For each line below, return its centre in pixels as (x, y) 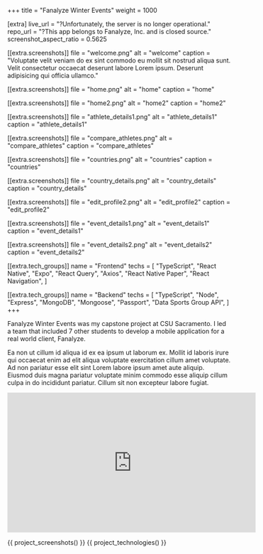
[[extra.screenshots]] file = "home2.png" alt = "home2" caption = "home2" (117, 103)
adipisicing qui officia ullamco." (53, 75)
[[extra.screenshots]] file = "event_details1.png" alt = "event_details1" (109, 223)
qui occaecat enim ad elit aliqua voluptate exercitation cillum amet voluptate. (119, 360)
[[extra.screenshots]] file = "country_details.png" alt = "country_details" (112, 181)
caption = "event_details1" (45, 231)
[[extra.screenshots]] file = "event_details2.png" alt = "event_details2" (110, 245)
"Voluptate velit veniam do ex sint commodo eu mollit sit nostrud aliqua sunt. (119, 60)
